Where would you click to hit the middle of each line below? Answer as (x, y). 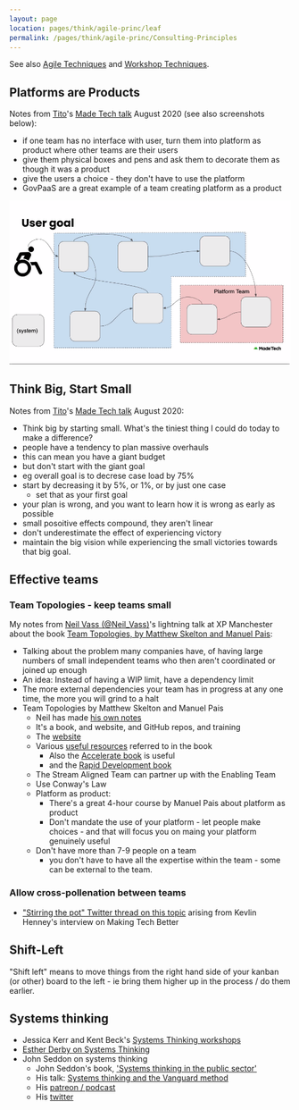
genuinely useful (79, 841)
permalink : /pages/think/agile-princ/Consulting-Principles (124, 38)
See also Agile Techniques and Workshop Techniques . (109, 64)
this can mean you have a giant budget (94, 457)
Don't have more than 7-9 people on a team (116, 851)
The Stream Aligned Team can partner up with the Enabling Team (156, 775)
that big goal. (46, 551)
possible (38, 513)
